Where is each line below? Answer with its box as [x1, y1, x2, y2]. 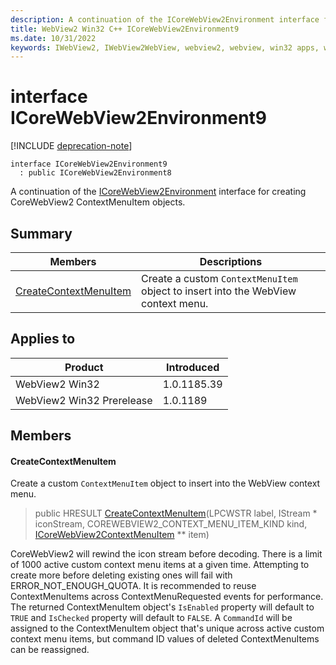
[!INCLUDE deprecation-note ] [10, 140, 133, 152]
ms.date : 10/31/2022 [10, 33, 97, 43]
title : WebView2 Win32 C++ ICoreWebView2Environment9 [10, 24, 240, 34]
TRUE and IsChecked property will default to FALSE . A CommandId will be [10, 612, 293, 624]
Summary [10, 225, 73, 242]
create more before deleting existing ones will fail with [10, 569, 233, 581]
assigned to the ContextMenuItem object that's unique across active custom [10, 622, 325, 635]
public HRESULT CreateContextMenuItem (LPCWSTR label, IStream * [34, 507, 318, 520]
